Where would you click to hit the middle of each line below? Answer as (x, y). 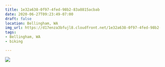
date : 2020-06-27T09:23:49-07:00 (39, 14)
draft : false (18, 19)
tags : (11, 32)
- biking (14, 42)
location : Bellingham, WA (31, 23)
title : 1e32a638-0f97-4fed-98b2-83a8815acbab (52, 10)
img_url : (14, 28)
